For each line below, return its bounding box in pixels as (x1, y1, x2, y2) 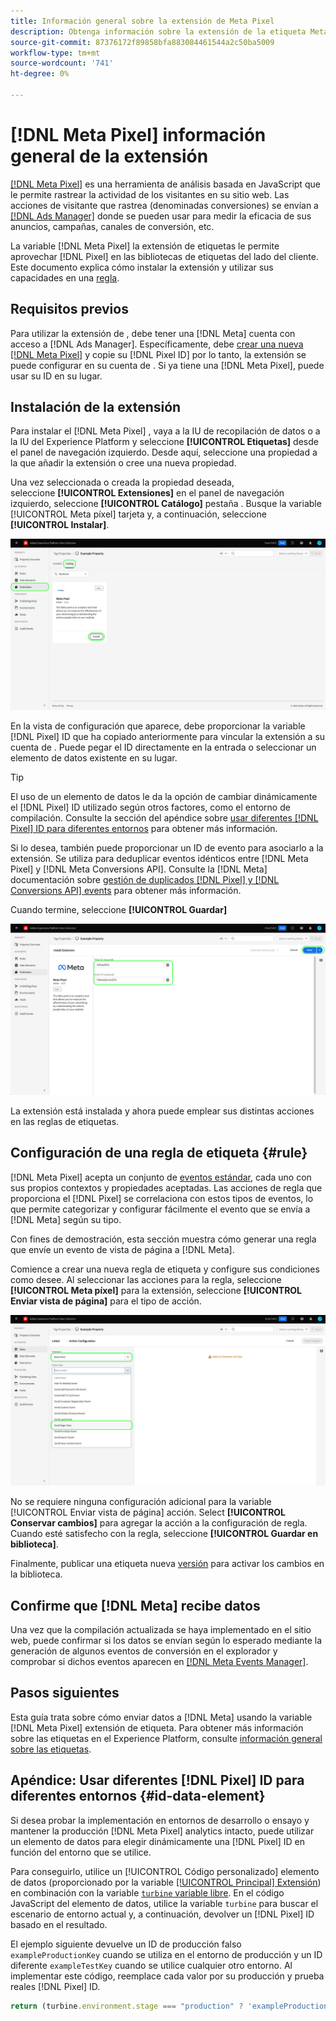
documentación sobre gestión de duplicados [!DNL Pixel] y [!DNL (10, 874, 280, 886)
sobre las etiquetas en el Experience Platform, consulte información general (10, 1732, 323, 1744)
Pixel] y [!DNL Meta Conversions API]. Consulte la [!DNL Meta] (10, 863, 268, 875)
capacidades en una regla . (10, 271, 120, 284)
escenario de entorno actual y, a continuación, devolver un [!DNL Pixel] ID (10, 1908, 315, 1920)
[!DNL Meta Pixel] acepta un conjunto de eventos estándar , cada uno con (10, 1171, 312, 1183)
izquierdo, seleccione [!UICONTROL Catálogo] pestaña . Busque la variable (10, 498, 322, 510)
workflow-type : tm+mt (10, 48, 101, 58)
